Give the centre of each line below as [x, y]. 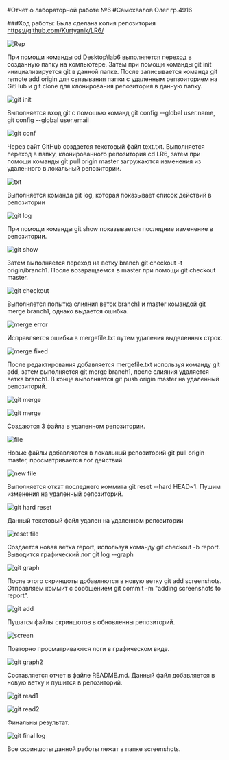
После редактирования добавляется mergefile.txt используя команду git [114, 364]
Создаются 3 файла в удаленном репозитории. [76, 426]
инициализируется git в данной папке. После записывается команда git [112, 72]
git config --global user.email [48, 120]
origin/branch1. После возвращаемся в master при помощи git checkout [111, 270]
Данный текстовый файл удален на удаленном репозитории [95, 520]
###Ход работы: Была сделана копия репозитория [82, 23]
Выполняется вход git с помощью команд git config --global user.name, [111, 113]
